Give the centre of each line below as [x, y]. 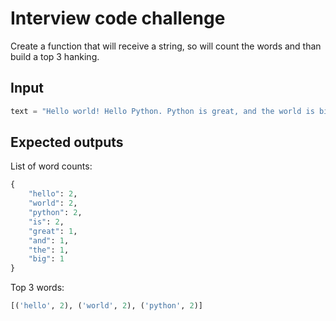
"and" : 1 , [49, 240]
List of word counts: [51, 166]
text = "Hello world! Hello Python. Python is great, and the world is [162, 111]
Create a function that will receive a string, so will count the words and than [166, 46]
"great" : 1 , [53, 231]
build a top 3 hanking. [55, 56]
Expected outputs [67, 142]
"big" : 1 [46, 259]
